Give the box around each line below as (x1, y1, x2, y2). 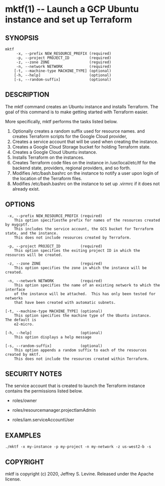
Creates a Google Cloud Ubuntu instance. (12, 149, 97, 155)
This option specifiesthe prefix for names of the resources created (14, 218, 161, 223)
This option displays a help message (14, 335, 92, 340)
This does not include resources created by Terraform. (14, 235, 132, 240)
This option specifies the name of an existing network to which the (14, 283, 161, 288)
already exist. (12, 186, 40, 192)
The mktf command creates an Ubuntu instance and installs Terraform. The (5, 103, 159, 109)
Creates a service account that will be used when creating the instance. (12, 139, 159, 145)
